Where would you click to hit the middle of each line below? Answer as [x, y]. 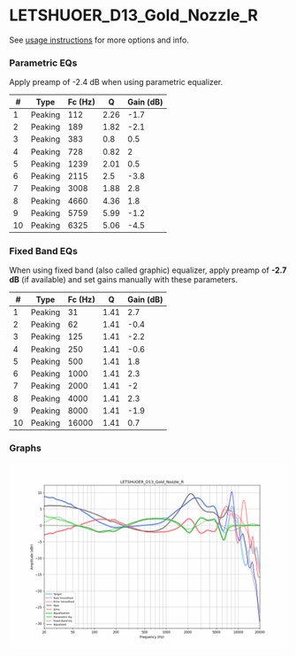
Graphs [25, 448]
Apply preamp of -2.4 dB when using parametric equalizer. [116, 82]
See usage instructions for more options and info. [99, 40]
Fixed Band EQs [43, 251]
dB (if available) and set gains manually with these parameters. [124, 280]
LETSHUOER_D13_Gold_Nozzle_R [134, 15]
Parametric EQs [43, 63]
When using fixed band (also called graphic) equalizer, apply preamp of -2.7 [148, 270]
